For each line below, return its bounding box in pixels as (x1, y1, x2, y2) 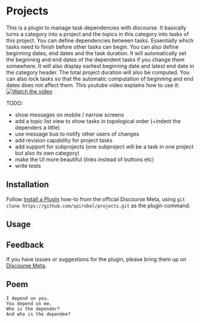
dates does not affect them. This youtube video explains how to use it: (6, 81, 180, 88)
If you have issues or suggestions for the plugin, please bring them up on (6, 255, 187, 262)
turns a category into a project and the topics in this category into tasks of (6, 30, 189, 37)
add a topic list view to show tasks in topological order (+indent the (14, 117, 181, 124)
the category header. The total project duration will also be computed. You (6, 68, 190, 76)
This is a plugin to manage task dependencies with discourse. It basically (6, 24, 187, 31)
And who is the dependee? (6, 311, 71, 317)
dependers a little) (14, 124, 60, 131)
